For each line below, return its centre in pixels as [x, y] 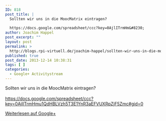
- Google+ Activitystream [36, 74]
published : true [22, 56]
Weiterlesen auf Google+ [30, 113]
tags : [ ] [15, 65]
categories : [17, 70]
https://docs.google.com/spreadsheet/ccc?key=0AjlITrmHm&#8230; [77, 28]
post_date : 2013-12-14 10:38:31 [38, 60]
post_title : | [20, 14]
